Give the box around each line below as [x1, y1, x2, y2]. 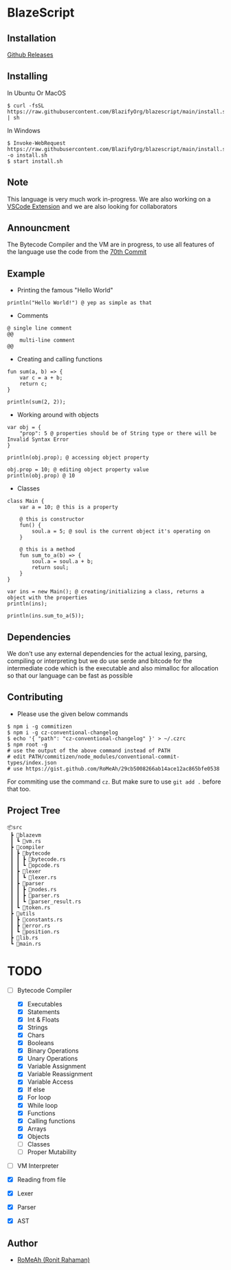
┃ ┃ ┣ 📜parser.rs [10, 892, 60, 899]
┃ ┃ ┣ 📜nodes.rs [10, 886, 57, 893]
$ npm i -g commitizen [7, 723, 72, 730]
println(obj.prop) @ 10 [7, 473, 76, 479]
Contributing [7, 691, 63, 703]
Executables [27, 1000, 63, 1008]
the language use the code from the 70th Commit [7, 248, 147, 256]
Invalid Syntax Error [7, 436, 69, 443]
